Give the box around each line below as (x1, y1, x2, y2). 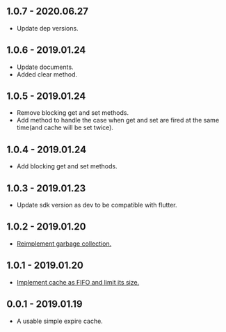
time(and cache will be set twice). (16, 123, 114, 132)
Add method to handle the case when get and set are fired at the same (16, 116, 220, 125)
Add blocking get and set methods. (16, 162, 118, 171)
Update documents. (16, 63, 74, 71)
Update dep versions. (16, 24, 79, 32)
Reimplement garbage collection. (16, 239, 112, 248)
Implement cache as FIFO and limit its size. (16, 278, 140, 286)
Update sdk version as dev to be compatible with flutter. (16, 201, 178, 210)
